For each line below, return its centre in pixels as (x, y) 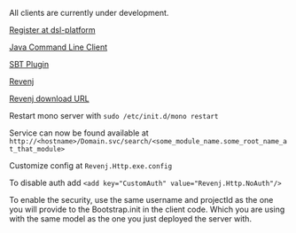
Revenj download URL (50, 98)
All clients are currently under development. (89, 13)
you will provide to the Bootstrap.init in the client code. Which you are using (147, 209)
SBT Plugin (29, 64)
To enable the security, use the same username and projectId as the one (141, 200)
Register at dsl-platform (52, 30)
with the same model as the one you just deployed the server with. (131, 219)
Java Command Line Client (58, 47)
